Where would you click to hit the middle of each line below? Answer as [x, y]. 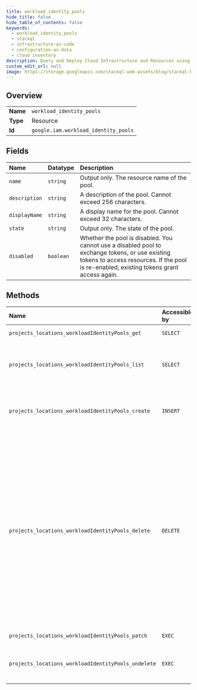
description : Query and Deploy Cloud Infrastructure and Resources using [98, 61]
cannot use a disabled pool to [120, 245]
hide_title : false [28, 17]
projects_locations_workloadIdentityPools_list [77, 364]
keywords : [18, 28]
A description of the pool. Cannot [125, 195]
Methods [23, 295]
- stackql [23, 39]
